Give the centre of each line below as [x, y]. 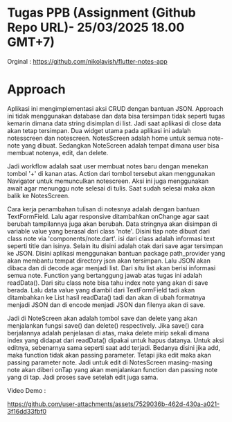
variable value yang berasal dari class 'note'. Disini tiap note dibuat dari [108, 231]
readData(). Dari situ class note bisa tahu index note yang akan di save [108, 283]
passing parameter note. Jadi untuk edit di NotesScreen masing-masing [110, 362]
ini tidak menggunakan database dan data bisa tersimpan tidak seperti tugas [116, 116]
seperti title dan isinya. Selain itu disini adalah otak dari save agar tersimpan [115, 246]
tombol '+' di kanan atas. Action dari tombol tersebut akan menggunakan [111, 173]
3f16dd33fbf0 [27, 411]
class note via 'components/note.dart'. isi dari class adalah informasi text [111, 238]
